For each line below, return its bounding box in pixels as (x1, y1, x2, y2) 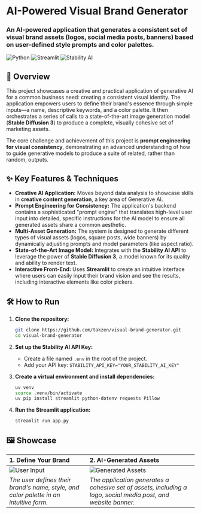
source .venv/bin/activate (14, 390, 83, 396)
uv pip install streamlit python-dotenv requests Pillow (14, 396, 160, 402)
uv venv (14, 384, 34, 390)
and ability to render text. (14, 259, 77, 267)
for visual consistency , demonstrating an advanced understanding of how (6, 144, 190, 151)
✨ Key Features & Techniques (6, 174, 118, 184)
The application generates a (89, 476, 169, 484)
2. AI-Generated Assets (89, 456, 160, 464)
